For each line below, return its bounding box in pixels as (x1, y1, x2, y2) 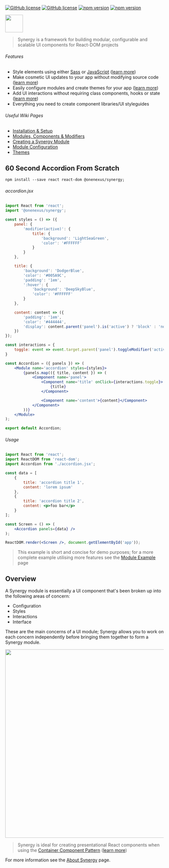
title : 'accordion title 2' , (23, 499, 84, 504)
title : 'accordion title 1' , (23, 480, 84, 485)
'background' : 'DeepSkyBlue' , (32, 287, 96, 292)
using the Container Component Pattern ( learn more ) (17, 847, 127, 853)
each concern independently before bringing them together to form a (5, 634, 149, 640)
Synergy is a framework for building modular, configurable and (17, 37, 148, 42)
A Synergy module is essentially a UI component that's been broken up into (5, 588, 161, 594)
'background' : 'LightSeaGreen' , (41, 236, 109, 241)
